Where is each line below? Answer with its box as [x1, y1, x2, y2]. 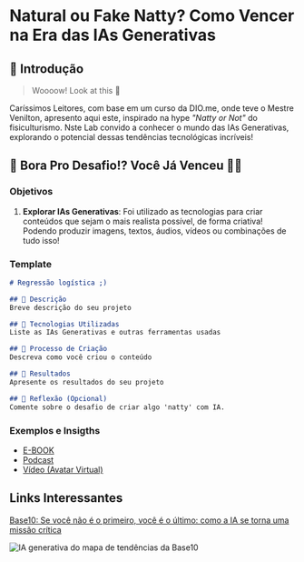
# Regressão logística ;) [9, 278, 107, 287]
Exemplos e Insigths [9, 424, 101, 437]
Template [9, 257, 53, 270]
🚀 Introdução [9, 61, 84, 76]
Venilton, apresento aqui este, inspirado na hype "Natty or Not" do [9, 113, 259, 123]
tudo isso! [22, 235, 61, 246]
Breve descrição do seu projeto [9, 303, 132, 312]
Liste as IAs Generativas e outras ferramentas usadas [9, 328, 221, 337]
